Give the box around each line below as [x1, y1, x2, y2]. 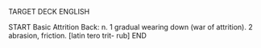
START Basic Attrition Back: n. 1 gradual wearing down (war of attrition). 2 [8, 22, 253, 31]
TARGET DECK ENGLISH [8, 7, 90, 16]
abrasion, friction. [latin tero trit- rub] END [8, 31, 147, 40]
